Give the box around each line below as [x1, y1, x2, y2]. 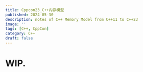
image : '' [5, 21, 27, 27]
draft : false [5, 36, 33, 41]
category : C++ [5, 31, 36, 36]
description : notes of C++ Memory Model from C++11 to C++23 [5, 17, 138, 22]
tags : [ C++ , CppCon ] [5, 26, 50, 31]
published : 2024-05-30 [5, 12, 54, 17]
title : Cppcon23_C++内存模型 [5, 7, 64, 13]
